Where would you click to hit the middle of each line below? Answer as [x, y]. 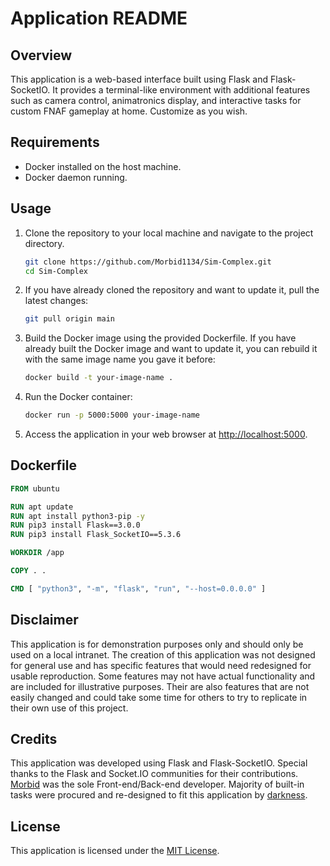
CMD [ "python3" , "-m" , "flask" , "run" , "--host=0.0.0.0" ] [138, 588]
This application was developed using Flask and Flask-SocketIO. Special [159, 763]
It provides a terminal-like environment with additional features [181, 90]
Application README [99, 18]
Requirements [55, 142]
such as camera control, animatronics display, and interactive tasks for [156, 100]
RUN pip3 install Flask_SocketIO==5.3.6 [96, 535]
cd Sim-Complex [56, 271]
